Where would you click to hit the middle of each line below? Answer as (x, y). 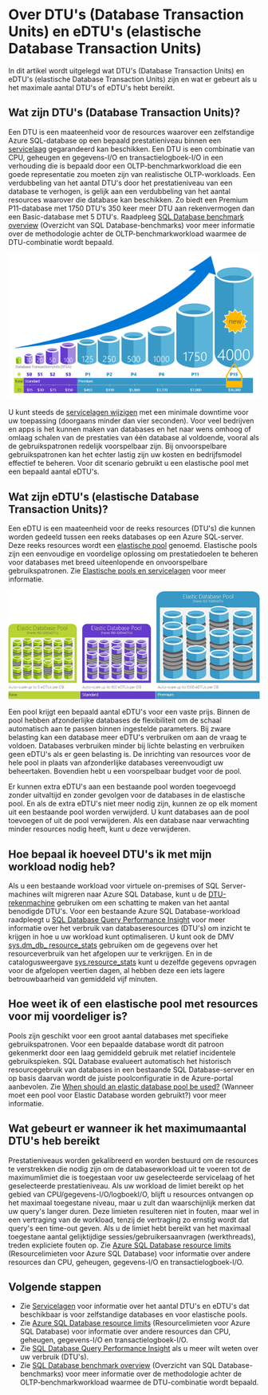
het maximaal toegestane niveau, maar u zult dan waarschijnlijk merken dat (132, 1203)
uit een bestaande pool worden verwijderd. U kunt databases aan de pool (129, 812)
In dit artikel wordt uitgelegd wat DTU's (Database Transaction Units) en (126, 70)
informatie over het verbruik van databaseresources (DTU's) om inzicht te (130, 928)
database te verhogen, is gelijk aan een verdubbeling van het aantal (120, 191)
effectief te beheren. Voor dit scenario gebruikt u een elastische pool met (128, 463)
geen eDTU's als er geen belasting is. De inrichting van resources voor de (130, 755)
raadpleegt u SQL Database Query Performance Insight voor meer (117, 920)
